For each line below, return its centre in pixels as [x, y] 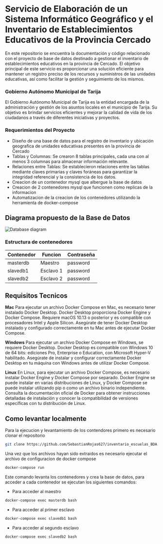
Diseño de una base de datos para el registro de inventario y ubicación [83, 141]
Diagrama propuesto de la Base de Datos [68, 217]
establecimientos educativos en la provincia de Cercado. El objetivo [73, 64]
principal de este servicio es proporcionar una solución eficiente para [74, 68]
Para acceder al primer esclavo [43, 510]
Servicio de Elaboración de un [66, 9]
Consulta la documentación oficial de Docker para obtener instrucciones [78, 393]
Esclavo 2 [52, 278]
